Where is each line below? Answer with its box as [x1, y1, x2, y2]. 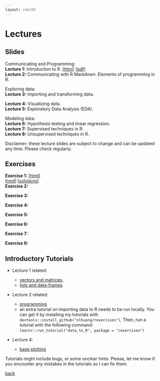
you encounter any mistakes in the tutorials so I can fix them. [5, 361, 128, 367]
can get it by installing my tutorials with [19, 312, 99, 318]
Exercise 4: [5, 202, 28, 208]
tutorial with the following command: [19, 322, 93, 328]
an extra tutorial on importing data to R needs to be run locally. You [19, 306, 155, 312]
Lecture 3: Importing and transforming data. [5, 91, 94, 97]
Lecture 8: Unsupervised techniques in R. [5, 131, 90, 137]
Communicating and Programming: [5, 61, 76, 67]
